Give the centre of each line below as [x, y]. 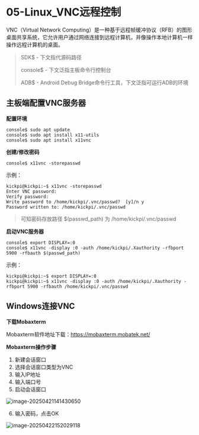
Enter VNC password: [32, 191]
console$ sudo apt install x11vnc [49, 140]
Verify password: [28, 197]
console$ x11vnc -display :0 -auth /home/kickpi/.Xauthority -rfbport [95, 248]
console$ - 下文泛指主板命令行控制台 [66, 70]
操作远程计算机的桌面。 [35, 45]
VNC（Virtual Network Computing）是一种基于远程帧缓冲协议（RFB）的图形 [99, 30]
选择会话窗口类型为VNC [44, 367]
